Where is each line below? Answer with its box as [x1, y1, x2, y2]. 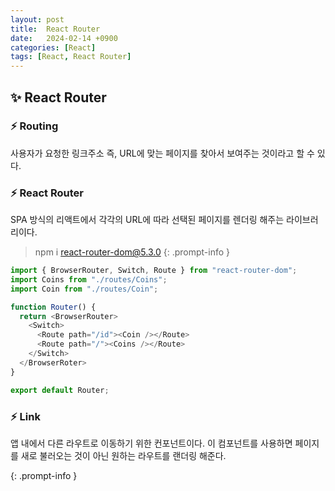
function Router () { [10, 302, 97, 312]
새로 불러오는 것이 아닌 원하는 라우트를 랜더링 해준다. [20, 449, 227, 461]
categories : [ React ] [10, 42, 97, 53]
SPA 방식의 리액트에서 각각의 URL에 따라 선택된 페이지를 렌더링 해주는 [10, 214, 285, 226]
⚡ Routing [10, 119, 59, 133]
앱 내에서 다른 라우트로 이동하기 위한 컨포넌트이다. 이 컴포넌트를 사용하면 [10, 437, 293, 449]
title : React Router [10, 24, 101, 34]
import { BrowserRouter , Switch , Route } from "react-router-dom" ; [10, 266, 298, 276]
